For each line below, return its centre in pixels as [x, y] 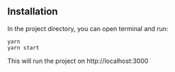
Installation [33, 12]
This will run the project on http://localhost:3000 [78, 61]
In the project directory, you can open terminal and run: [88, 28]
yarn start [23, 48]
